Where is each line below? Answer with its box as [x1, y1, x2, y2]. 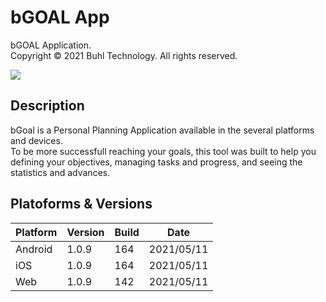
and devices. [10, 134, 63, 146]
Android [15, 242, 53, 256]
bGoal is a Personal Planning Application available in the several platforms [10, 124, 315, 136]
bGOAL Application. [10, 39, 92, 51]
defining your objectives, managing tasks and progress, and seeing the [10, 156, 303, 168]
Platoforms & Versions [10, 196, 153, 213]
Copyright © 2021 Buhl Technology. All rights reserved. [10, 49, 238, 61]
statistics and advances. [10, 166, 111, 178]
